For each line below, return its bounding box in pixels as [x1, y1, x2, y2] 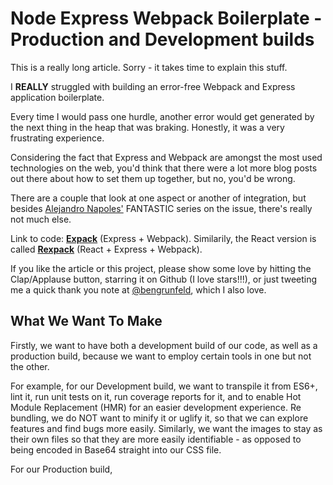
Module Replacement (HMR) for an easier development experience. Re [10, 401, 302, 413]
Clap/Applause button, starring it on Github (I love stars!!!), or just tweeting [10, 273, 318, 285]
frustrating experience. [10, 132, 105, 144]
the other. [10, 360, 50, 372]
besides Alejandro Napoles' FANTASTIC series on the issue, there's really [10, 202, 313, 214]
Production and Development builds [10, 28, 315, 51]
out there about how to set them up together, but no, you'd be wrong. [10, 172, 296, 184]
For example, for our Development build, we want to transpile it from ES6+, [10, 380, 318, 392]
